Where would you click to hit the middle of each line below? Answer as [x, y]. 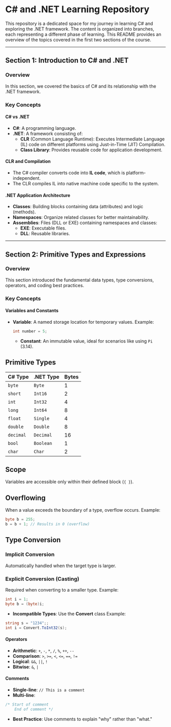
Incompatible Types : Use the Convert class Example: [69, 613]
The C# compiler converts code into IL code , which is [69, 173]
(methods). [24, 212]
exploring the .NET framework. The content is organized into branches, [80, 29]
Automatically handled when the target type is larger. [61, 566]
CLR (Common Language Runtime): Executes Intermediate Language [92, 139]
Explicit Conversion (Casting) [42, 579]
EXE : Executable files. [43, 228]
